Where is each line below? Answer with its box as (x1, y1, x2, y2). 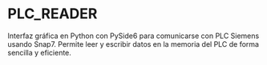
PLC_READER (7, 5, 98, 23)
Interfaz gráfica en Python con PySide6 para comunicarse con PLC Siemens (7, 31, 260, 40)
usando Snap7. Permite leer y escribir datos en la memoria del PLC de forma (7, 39, 260, 48)
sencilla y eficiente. (7, 48, 71, 57)
